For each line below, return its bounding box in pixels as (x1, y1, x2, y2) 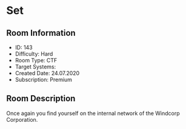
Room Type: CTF (15, 57, 58, 64)
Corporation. (6, 116, 38, 123)
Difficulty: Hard (15, 50, 53, 58)
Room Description (6, 93, 76, 104)
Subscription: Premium (15, 76, 73, 83)
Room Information (6, 28, 76, 38)
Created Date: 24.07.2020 (15, 70, 80, 76)
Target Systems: (15, 63, 56, 70)
